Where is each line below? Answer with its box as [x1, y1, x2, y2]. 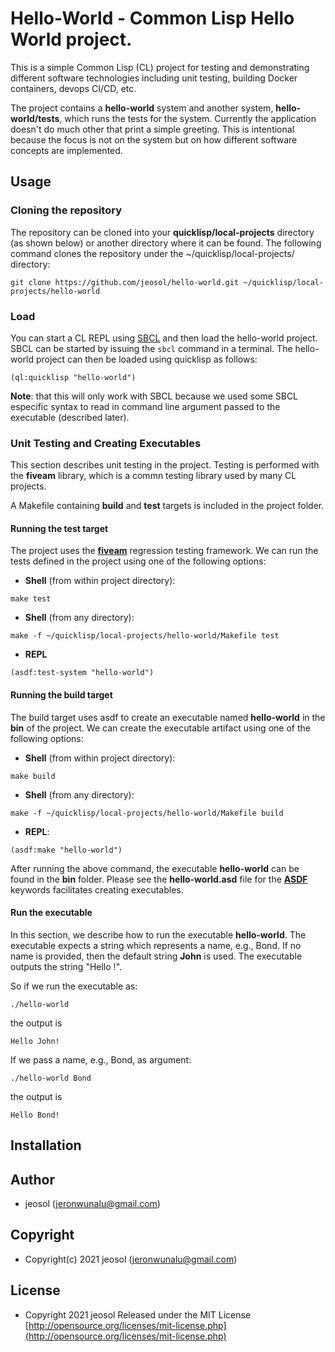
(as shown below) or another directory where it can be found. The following [10, 237, 322, 249]
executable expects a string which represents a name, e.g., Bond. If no [10, 939, 302, 951]
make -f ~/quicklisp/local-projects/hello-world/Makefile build [10, 808, 284, 818]
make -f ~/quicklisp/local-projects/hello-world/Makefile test [10, 631, 280, 641]
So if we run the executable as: [10, 980, 138, 992]
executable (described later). [10, 411, 130, 423]
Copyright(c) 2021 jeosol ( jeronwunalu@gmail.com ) [24, 1253, 238, 1265]
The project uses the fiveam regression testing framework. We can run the [10, 545, 319, 557]
